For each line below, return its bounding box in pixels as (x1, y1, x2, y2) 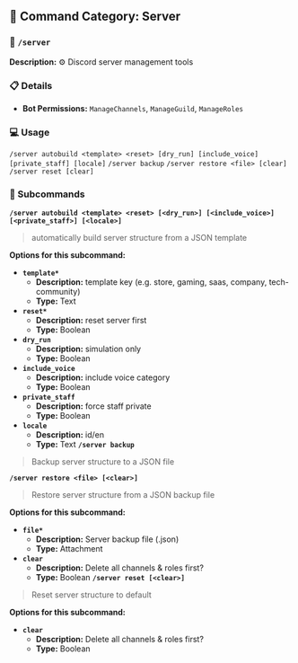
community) (35, 286, 81, 296)
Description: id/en (35, 429, 105, 440)
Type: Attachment (35, 543, 103, 553)
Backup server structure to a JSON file (31, 455, 175, 467)
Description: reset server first (35, 314, 147, 325)
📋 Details (9, 79, 53, 92)
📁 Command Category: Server (9, 9, 181, 24)
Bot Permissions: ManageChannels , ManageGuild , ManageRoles (22, 102, 244, 113)
